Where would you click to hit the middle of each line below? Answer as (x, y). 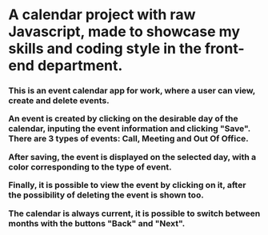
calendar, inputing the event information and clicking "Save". (129, 129)
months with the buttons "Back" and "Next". (97, 223)
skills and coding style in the (105, 49)
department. (80, 66)
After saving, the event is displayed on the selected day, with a (132, 157)
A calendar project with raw (102, 15)
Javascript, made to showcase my (124, 32)
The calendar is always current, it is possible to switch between (134, 213)
